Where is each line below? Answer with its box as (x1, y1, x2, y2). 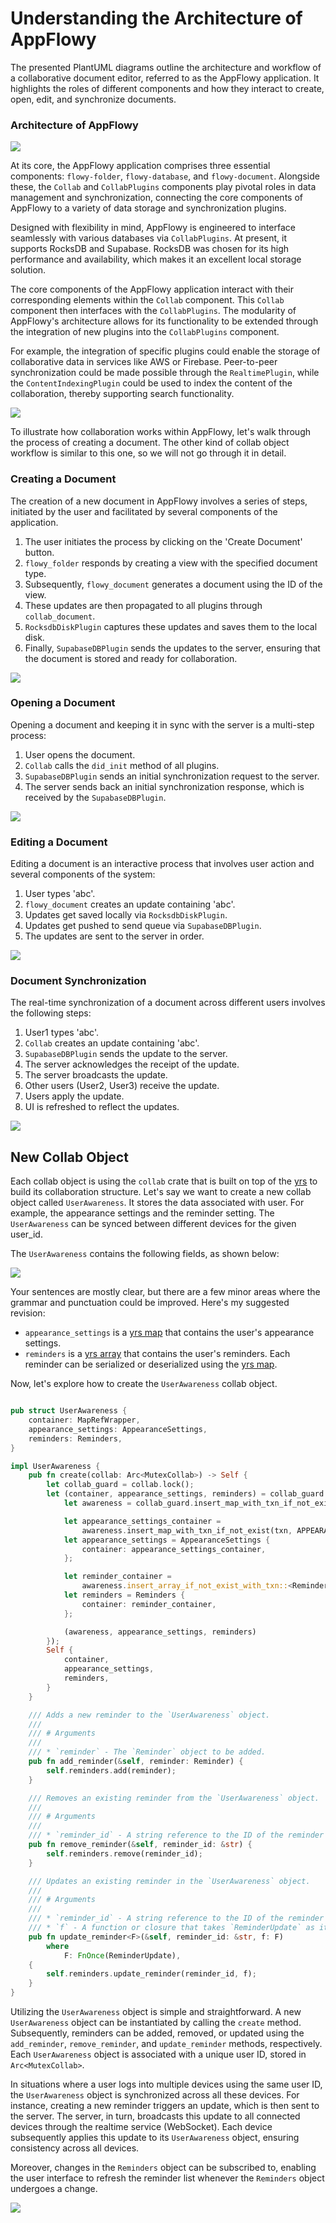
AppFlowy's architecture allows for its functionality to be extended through (10, 315, 319, 327)
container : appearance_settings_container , (81, 1544, 267, 1554)
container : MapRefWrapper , (28, 1415, 141, 1426)
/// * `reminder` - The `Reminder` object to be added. (28, 1747, 267, 1757)
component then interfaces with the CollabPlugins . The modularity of (10, 305, 297, 317)
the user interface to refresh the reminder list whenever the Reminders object (10, 2172, 325, 2184)
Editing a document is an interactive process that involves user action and (10, 858, 315, 870)
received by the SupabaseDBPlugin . (24, 791, 167, 803)
